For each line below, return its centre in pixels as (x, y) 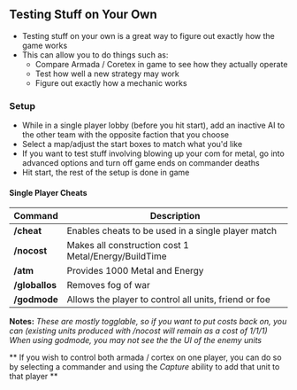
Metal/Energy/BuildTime (117, 256)
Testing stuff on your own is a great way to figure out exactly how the (148, 35)
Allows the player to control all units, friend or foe (169, 300)
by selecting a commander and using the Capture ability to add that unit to (145, 367)
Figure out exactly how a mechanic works (111, 82)
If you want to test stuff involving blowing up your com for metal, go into (153, 153)
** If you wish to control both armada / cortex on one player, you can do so (145, 357)
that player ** (34, 377)
